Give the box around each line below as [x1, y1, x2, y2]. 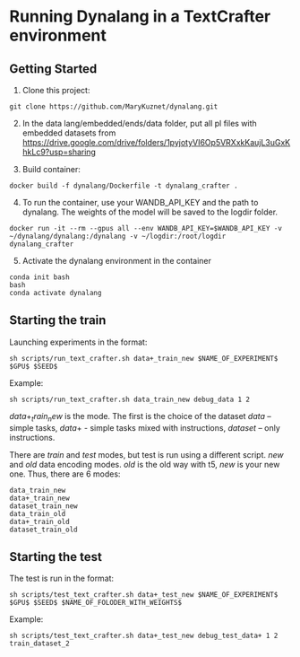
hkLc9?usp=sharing [21, 146, 97, 157]
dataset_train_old [9, 525, 78, 534]
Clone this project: [21, 85, 90, 95]
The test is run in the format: [9, 573, 115, 584]
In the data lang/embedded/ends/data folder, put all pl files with [21, 118, 257, 128]
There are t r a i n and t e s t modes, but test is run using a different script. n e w [9, 449, 284, 460]
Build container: [21, 164, 81, 174]
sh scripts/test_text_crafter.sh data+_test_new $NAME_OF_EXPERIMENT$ [9, 591, 279, 600]
